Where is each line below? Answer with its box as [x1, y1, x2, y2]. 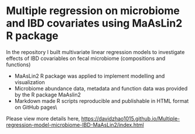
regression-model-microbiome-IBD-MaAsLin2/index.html [6, 121, 145, 128]
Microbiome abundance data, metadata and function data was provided [14, 85, 188, 92]
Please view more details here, [6, 115, 80, 122]
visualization [14, 78, 45, 86]
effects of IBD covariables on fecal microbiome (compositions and [6, 55, 166, 62]
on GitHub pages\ [14, 103, 57, 110]
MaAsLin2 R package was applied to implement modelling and [14, 72, 165, 79]
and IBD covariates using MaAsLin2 [6, 16, 183, 30]
